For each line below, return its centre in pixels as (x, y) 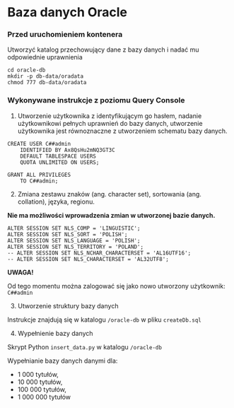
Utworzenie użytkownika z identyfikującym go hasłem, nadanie (110, 116)
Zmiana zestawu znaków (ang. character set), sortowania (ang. (109, 194)
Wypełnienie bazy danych (55, 333)
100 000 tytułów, (42, 389)
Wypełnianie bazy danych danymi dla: (63, 361)
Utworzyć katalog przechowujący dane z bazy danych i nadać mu (103, 49)
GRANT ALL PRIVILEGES (39, 175)
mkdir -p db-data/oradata (45, 76)
